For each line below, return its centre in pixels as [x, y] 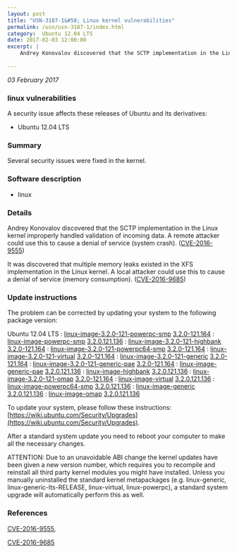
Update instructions [42, 297]
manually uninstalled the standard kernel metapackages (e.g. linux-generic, [117, 480]
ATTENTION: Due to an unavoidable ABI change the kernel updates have [113, 457]
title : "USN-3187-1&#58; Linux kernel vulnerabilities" [91, 20]
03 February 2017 [33, 80]
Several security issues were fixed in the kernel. [77, 161]
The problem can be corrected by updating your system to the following [112, 313]
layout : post [26, 14]
